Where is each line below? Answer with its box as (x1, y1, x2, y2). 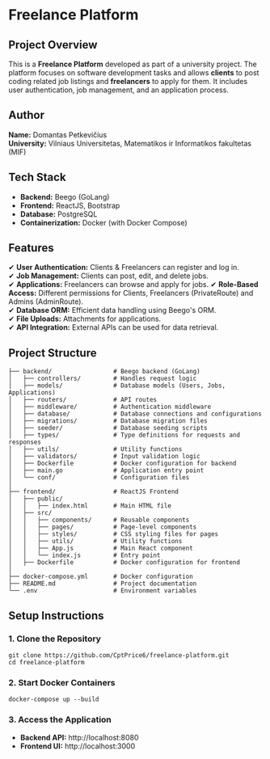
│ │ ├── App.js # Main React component (8, 544, 194, 553)
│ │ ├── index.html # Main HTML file (8, 502, 172, 510)
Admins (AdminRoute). (8, 297, 83, 306)
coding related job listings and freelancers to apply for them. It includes (8, 77, 248, 86)
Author (8, 108, 44, 122)
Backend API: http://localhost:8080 (19, 732, 139, 742)
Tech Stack (8, 171, 66, 184)
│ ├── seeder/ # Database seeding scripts (8, 424, 208, 432)
